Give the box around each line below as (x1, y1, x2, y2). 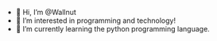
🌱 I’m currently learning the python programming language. (15, 24, 211, 33)
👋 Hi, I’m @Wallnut (15, 8, 77, 17)
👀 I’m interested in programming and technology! (15, 16, 176, 25)
